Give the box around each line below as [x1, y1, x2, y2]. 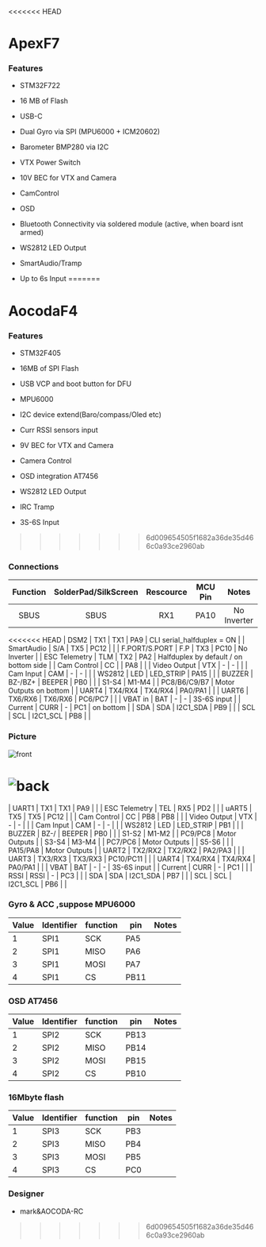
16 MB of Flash [19, 96, 69, 106]
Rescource [146, 587, 188, 598]
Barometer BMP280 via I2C [19, 142, 109, 152]
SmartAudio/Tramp [19, 258, 82, 268]
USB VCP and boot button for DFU [19, 379, 132, 388]
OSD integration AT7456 [19, 471, 99, 481]
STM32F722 [19, 81, 61, 91]
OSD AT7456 [8, 995, 58, 1006]
